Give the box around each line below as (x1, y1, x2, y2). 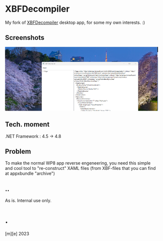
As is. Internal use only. (5, 198, 52, 204)
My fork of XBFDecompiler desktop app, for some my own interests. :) (5, 19, 146, 25)
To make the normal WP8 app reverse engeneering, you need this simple (5, 160, 151, 166)
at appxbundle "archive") (5, 170, 55, 176)
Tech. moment (5, 120, 50, 129)
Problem (5, 147, 32, 155)
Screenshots (5, 34, 45, 42)
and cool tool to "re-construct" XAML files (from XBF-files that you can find (5, 166, 156, 171)
